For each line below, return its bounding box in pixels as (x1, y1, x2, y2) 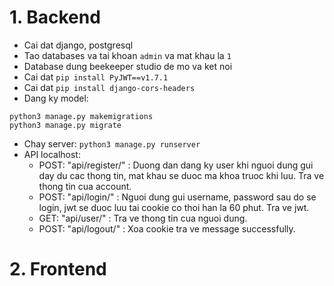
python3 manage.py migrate (9, 120, 122, 130)
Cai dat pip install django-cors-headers (23, 81, 196, 93)
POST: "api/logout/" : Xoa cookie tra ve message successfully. (38, 222, 296, 235)
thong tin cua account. (38, 180, 132, 192)
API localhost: (23, 148, 81, 160)
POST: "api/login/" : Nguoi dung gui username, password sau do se (38, 191, 317, 203)
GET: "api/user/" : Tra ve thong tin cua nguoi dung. (38, 212, 248, 224)
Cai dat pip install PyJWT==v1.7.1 (23, 71, 169, 83)
